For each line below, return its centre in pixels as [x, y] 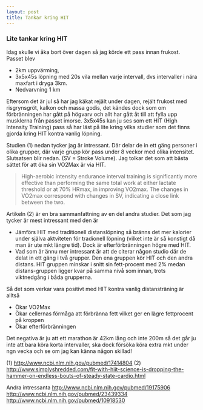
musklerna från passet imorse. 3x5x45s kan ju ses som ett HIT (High [92, 120]
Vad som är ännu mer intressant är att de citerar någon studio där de [101, 251]
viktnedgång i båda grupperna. [54, 277]
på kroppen [29, 320]
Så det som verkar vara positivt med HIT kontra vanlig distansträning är [95, 289]
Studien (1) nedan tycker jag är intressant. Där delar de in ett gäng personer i [102, 145]
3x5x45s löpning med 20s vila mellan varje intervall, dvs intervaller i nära [106, 76]
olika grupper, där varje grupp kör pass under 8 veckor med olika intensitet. [101, 152]
